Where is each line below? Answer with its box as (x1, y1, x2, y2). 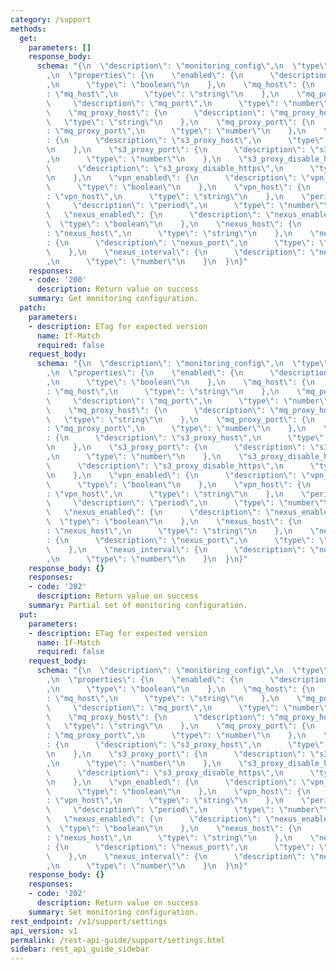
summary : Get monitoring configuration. (28, 294, 199, 304)
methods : (10, 24, 47, 34)
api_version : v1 (10, 926, 78, 936)
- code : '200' (28, 275, 87, 285)
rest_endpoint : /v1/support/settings (10, 916, 168, 926)
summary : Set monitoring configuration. (28, 907, 199, 917)
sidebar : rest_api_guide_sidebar (10, 944, 150, 955)
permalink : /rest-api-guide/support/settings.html (10, 935, 226, 945)
